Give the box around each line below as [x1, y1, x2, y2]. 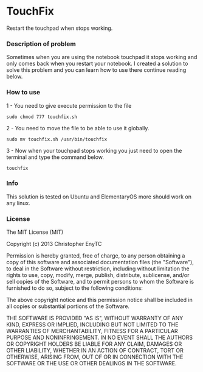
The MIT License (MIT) [6, 228, 64, 236]
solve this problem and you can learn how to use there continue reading [6, 66, 187, 74]
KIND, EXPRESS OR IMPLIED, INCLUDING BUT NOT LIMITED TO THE [6, 321, 179, 328]
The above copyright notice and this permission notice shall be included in [6, 297, 193, 304]
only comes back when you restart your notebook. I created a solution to [6, 60, 188, 68]
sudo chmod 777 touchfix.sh [6, 114, 78, 120]
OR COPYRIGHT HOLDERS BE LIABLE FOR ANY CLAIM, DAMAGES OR [6, 340, 182, 348]
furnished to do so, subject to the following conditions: [6, 284, 143, 292]
